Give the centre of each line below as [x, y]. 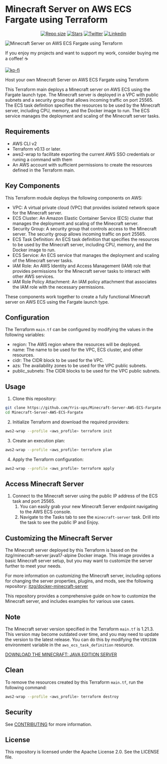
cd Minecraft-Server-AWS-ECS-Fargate [44, 412]
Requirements [27, 131]
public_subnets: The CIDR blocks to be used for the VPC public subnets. [86, 371]
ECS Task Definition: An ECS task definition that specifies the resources [86, 239]
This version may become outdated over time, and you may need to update [82, 634]
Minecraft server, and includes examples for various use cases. [70, 601]
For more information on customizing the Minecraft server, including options [83, 576]
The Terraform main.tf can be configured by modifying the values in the [79, 330]
